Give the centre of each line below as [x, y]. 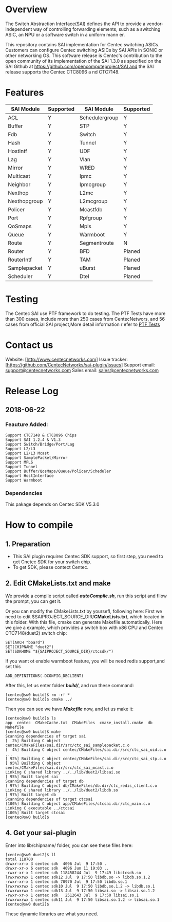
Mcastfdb [91, 209]
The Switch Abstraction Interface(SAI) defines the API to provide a [75, 24]
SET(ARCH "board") [25, 642]
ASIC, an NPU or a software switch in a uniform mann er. [65, 34]
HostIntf [17, 151]
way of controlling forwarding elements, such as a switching [97, 29]
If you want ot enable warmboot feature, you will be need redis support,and [85, 661]
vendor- [155, 24]
